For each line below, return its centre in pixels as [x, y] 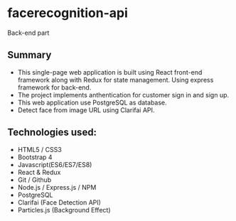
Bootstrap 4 [35, 157]
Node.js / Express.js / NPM [57, 187]
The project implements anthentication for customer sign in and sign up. [123, 95]
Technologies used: [52, 133]
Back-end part [28, 33]
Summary [29, 55]
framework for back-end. [54, 87]
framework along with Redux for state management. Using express [116, 80]
